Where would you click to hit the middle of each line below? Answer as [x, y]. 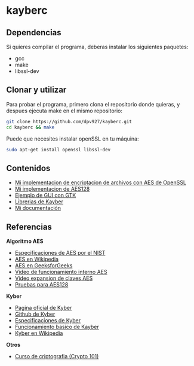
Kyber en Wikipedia [39, 333]
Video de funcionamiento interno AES [61, 272]
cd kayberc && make [30, 127]
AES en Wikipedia [36, 259]
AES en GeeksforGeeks [44, 266]
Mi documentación [38, 208]
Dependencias [34, 33]
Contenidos [28, 168]
